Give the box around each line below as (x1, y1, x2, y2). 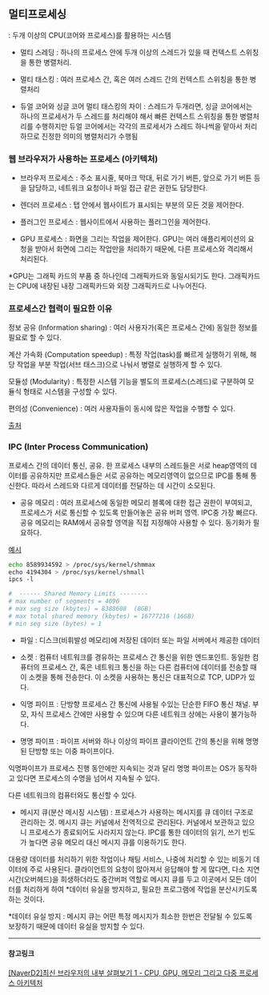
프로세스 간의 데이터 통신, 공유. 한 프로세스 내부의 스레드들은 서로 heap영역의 (8, 460, 249, 470)
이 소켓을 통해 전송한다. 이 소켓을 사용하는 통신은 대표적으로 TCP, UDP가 (19, 672, 247, 682)
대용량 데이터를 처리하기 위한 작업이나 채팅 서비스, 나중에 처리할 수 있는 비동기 (8, 854, 252, 864)
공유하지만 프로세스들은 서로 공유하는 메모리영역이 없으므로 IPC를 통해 (29, 471, 249, 480)
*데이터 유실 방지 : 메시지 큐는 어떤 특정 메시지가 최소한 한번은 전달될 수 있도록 (8, 911, 253, 921)
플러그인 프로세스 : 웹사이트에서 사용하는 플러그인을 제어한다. (19, 217, 211, 227)
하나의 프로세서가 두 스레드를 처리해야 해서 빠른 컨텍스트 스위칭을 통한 (19, 111, 239, 121)
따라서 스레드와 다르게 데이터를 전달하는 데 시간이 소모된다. (31, 480, 216, 490)
